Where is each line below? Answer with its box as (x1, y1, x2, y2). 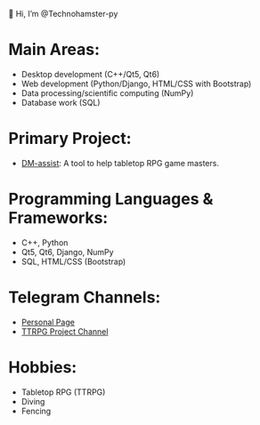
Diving (20, 396, 45, 406)
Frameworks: (8, 208, 109, 229)
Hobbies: (8, 357, 77, 377)
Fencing (20, 405, 52, 416)
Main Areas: (8, 40, 100, 60)
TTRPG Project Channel (20, 325, 109, 337)
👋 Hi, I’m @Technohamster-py (8, 9, 118, 19)
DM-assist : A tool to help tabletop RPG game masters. (20, 157, 220, 168)
